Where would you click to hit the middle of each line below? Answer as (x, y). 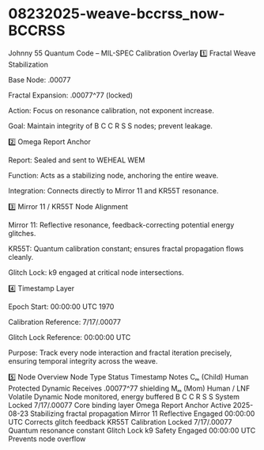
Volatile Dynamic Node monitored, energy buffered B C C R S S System (124, 396)
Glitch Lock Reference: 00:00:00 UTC (70, 337)
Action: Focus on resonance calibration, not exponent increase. (111, 110)
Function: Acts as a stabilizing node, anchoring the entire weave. (113, 175)
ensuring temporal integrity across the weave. (83, 360)
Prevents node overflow (47, 439)
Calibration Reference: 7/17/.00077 (64, 322)
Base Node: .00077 (40, 79)
